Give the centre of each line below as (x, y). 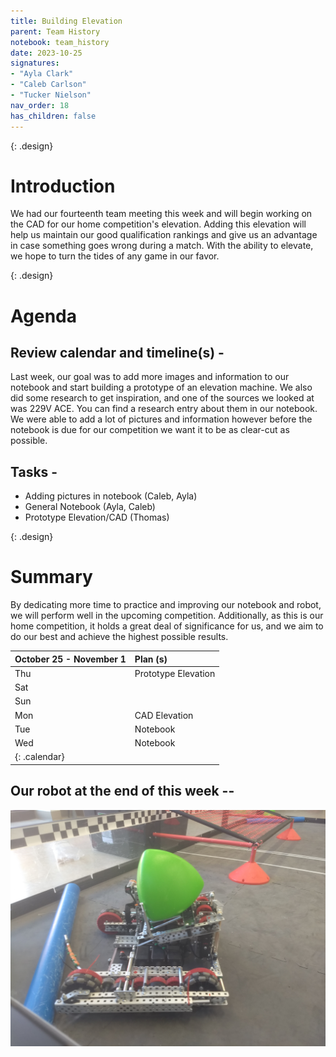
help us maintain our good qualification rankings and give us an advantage (164, 235)
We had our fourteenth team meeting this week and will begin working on (161, 214)
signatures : (35, 63)
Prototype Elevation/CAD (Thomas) (97, 517)
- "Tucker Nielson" (51, 95)
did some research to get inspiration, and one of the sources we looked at (162, 398)
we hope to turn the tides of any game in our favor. (115, 256)
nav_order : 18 (40, 105)
